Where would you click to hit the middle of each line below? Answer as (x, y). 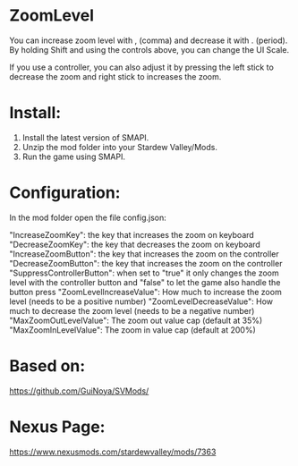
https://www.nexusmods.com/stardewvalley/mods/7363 (113, 452)
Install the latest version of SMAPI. (85, 137)
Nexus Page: (57, 427)
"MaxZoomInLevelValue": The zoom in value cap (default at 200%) (133, 330)
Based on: (47, 366)
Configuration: (65, 193)
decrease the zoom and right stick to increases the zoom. (115, 76)
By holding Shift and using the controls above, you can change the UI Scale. (149, 49)
